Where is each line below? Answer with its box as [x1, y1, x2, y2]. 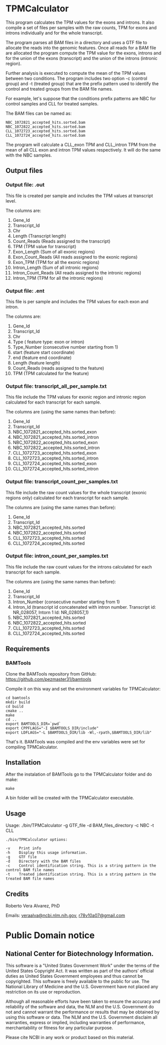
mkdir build [5, 699, 30, 705]
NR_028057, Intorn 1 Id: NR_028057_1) [12, 609, 89, 615]
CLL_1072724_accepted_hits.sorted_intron [12, 466, 99, 472]
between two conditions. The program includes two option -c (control [5, 75, 148, 81]
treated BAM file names [5, 876, 55, 882]
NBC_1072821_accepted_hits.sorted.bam [5, 120, 85, 125]
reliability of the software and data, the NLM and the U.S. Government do [5, 1003, 154, 1009]
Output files [5, 166, 43, 175]
